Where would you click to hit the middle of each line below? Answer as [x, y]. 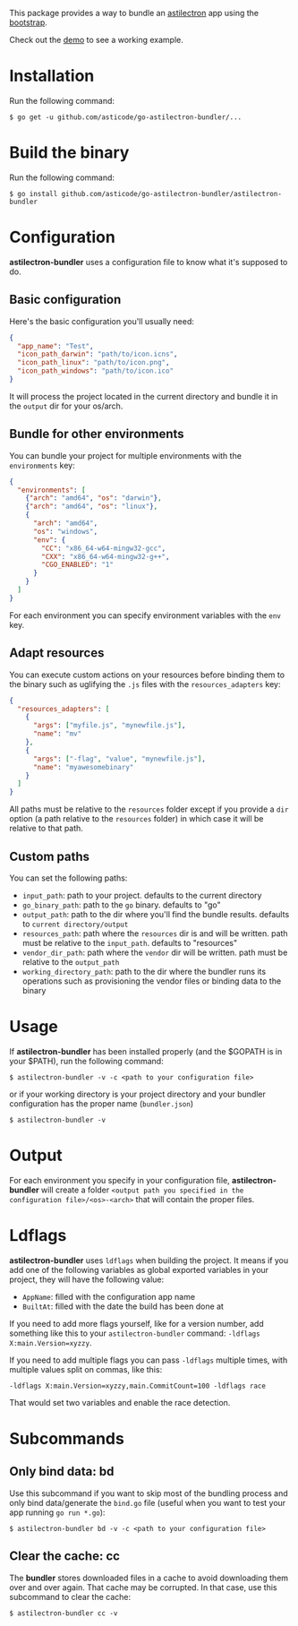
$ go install [34, 194]
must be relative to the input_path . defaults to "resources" [130, 942]
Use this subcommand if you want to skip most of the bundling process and [149, 1493]
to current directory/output [75, 924]
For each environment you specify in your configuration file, [119, 1180]
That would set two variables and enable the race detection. [120, 1402]
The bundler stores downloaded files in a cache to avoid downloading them [149, 1578]
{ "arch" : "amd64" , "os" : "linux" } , [92, 507]
